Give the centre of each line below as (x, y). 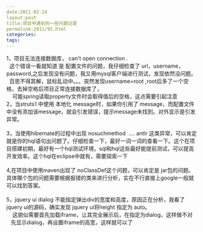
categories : (21, 35)
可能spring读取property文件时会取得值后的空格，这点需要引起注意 (95, 96)
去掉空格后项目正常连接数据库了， (59, 89)
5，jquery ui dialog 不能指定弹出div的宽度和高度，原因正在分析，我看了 (96, 199)
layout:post (21, 18)
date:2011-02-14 (27, 12)
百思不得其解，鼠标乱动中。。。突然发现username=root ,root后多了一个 (96, 81)
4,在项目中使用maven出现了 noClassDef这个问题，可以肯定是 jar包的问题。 (100, 170)
